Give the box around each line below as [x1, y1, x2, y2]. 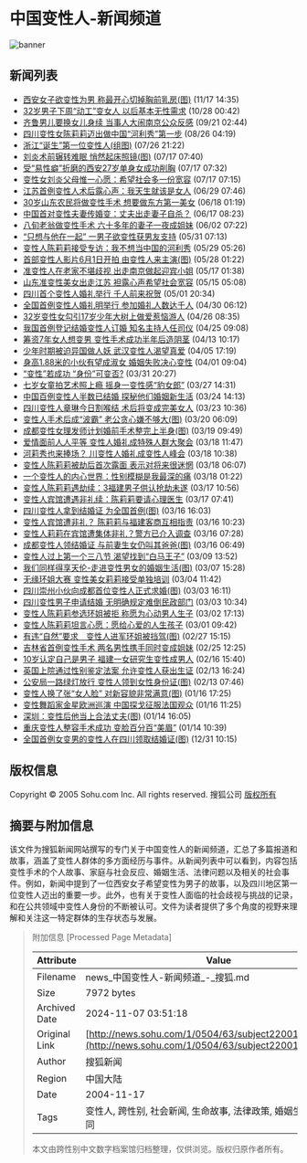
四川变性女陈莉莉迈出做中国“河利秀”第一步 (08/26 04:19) [22, 128, 237, 139]
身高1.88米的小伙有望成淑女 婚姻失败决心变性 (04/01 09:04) [22, 356, 248, 367]
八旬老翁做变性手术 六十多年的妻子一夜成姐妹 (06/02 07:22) [22, 219, 249, 230]
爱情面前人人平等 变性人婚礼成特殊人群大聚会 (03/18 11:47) [22, 436, 244, 448]
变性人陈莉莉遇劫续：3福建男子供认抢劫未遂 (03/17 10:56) [22, 481, 240, 493]
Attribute [36, 954, 78, 967]
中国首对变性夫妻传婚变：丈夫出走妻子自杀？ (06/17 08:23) [22, 207, 245, 219]
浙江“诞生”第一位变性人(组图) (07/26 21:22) [22, 139, 185, 151]
